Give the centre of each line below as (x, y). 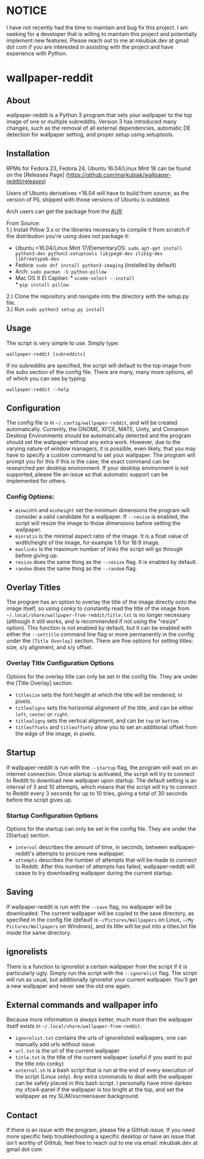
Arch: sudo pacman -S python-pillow (61, 271)
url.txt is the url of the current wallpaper (67, 1051)
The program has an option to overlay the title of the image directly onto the (101, 602)
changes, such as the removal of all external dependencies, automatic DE (98, 128)
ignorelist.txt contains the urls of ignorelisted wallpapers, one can (101, 1038)
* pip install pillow (42, 284)
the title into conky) (39, 1064)
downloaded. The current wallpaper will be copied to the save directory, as (100, 913)
